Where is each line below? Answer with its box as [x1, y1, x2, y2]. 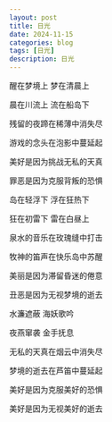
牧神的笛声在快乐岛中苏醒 [9, 251, 103, 262]
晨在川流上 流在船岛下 [9, 99, 90, 110]
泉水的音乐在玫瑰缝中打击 [9, 232, 103, 242]
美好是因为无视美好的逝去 [9, 403, 103, 414]
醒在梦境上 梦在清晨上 [9, 80, 90, 90]
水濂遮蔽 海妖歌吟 [9, 308, 74, 318]
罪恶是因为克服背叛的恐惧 [9, 175, 103, 186]
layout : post [9, 13, 58, 22]
